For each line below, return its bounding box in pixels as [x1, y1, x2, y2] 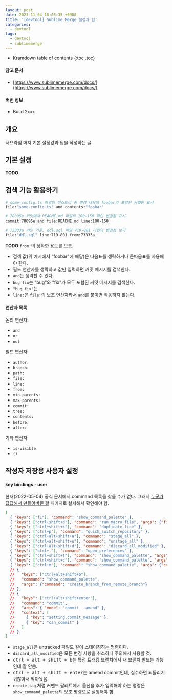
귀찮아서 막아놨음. [12, 676, 49, 682]
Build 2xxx [12, 109, 35, 115]
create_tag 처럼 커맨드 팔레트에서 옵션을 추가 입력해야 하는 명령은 [12, 683, 145, 689]
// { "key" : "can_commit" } [10, 619, 79, 625]
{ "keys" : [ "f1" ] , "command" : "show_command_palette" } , [10, 515, 134, 520]
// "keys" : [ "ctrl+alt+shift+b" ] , [10, 572, 88, 577]
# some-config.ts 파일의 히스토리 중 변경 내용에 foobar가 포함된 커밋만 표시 [5, 199, 154, 205]
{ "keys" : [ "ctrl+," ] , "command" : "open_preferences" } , [10, 548, 134, 553]
